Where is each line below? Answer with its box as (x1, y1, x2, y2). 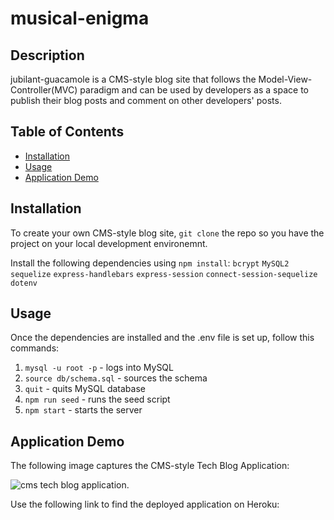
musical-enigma (10, 7, 150, 30)
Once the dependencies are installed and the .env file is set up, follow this (10, 332, 315, 344)
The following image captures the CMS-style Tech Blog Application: (10, 460, 290, 472)
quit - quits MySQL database (24, 383, 146, 395)
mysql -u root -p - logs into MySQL (24, 362, 174, 374)
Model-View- (258, 73, 313, 85)
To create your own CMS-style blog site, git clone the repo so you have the (10, 227, 325, 239)
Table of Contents (10, 123, 125, 141)
